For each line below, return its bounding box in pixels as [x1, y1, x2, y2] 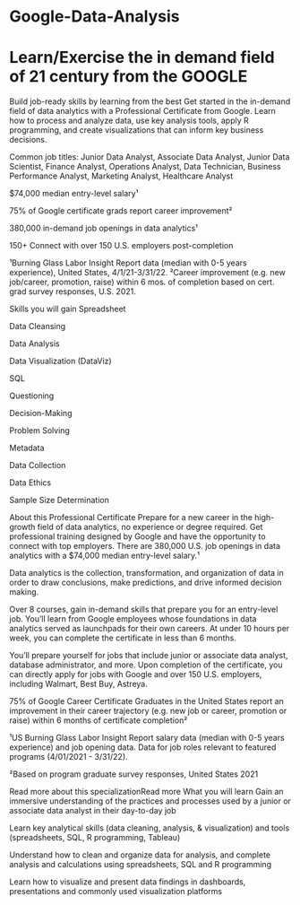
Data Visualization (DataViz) [9, 356, 112, 367]
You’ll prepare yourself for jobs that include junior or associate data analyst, [9, 650, 288, 661]
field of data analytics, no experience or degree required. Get [37, 522, 263, 533]
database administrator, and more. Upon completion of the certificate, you [9, 659, 283, 670]
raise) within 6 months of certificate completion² [9, 715, 188, 726]
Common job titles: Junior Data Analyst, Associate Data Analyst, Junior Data [9, 152, 290, 162]
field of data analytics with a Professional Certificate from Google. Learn [9, 106, 276, 117]
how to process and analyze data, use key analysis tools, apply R [9, 115, 249, 126]
